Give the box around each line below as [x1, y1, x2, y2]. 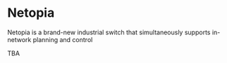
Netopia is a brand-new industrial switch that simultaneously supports [7, 28, 211, 36]
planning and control [32, 35, 93, 43]
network [7, 35, 32, 43]
